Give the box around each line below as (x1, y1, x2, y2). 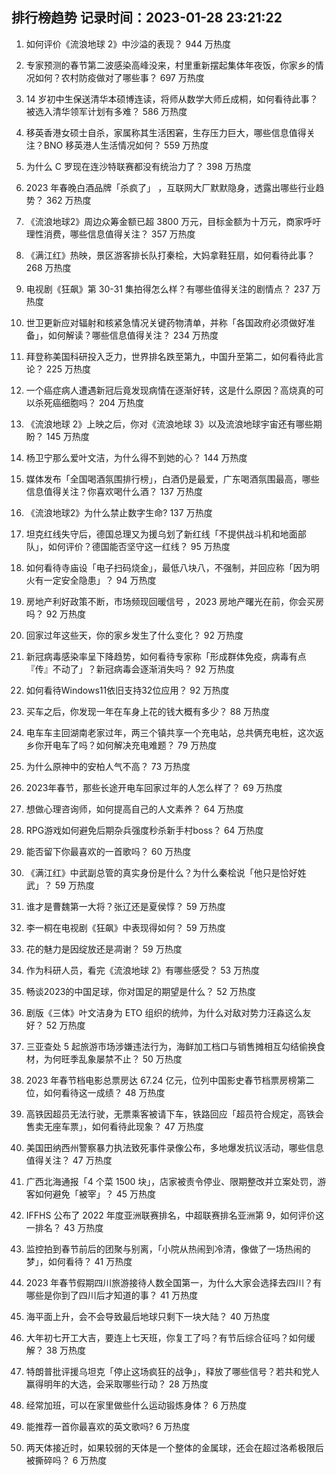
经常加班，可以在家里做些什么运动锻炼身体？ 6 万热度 (25, 1399, 248, 1411)
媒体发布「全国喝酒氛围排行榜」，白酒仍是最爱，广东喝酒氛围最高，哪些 (25, 473, 320, 485)
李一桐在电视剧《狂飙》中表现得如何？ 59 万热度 (25, 921, 226, 933)
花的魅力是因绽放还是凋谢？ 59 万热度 (25, 943, 183, 955)
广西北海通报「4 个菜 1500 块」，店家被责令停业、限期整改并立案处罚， (25, 1175, 318, 1187)
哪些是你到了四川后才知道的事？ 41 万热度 (25, 1289, 199, 1301)
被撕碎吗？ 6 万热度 (25, 1454, 108, 1466)
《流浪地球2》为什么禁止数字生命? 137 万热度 (25, 506, 213, 518)
